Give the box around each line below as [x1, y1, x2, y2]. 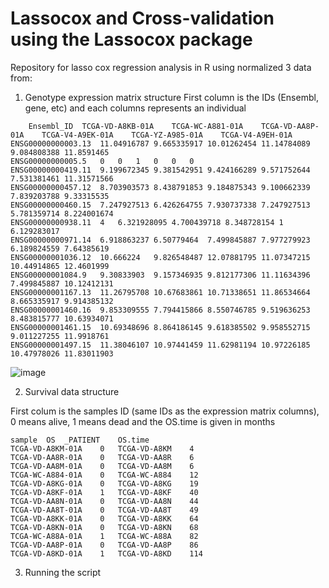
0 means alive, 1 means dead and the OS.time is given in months [10, 415, 276, 427]
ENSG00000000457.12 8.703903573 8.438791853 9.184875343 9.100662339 [10, 182, 311, 192]
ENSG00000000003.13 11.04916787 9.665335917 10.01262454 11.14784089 [10, 138, 311, 149]
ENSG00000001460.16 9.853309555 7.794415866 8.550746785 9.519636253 [10, 305, 311, 315]
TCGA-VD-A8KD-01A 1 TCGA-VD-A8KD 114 [10, 548, 203, 559]
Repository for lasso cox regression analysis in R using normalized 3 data [10, 61, 312, 73]
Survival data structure [24, 385, 120, 397]
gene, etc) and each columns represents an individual [24, 102, 247, 114]
